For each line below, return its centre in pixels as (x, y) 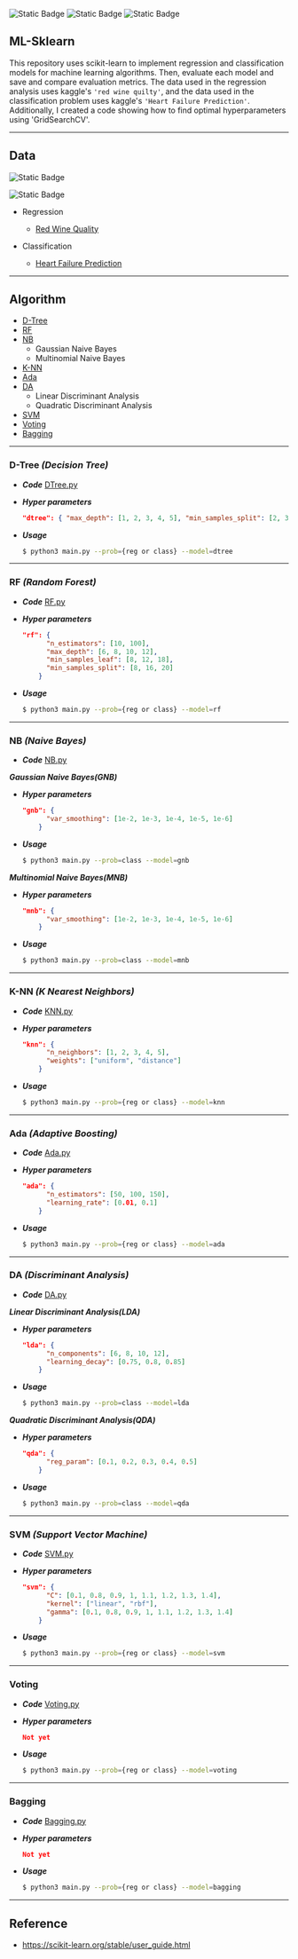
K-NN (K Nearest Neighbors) (72, 991)
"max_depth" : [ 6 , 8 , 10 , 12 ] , (102, 652)
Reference (39, 1923)
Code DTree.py (50, 485)
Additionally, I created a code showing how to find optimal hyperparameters (148, 110)
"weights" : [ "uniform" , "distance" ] (114, 1061)
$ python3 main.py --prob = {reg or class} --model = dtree (127, 551)
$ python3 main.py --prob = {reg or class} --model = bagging (131, 1888)
